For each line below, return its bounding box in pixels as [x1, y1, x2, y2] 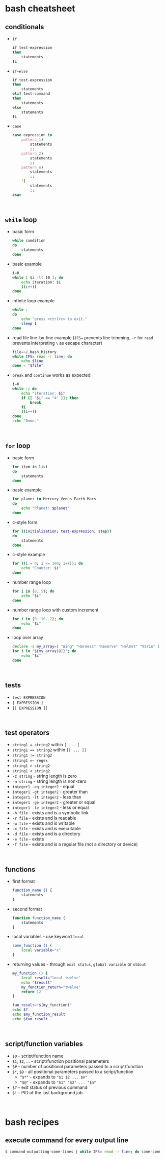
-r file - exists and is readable [12, 815, 77, 821]
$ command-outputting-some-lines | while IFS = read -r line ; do [5, 1149, 139, 1154]
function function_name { [12, 916, 65, 920]
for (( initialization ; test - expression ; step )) [12, 529, 112, 534]
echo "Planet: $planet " [21, 506, 70, 511]
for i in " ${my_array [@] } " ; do [12, 649, 77, 654]
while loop [5, 216, 37, 224]
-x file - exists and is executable [12, 826, 81, 832]
